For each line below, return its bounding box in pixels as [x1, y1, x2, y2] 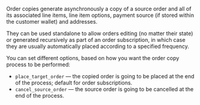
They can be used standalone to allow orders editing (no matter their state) [6, 30, 193, 37]
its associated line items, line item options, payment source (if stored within [6, 12, 195, 19]
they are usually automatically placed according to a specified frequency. [6, 42, 190, 50]
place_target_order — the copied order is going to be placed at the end [15, 73, 195, 80]
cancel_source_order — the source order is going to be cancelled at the [15, 86, 194, 93]
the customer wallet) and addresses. [6, 18, 98, 25]
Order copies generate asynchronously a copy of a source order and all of [6, 5, 192, 12]
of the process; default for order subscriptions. [15, 79, 133, 86]
